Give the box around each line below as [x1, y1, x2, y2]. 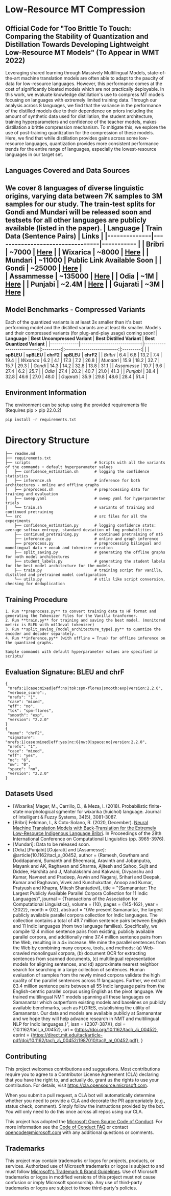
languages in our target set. [5, 151, 63, 157]
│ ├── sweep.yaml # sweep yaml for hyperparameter [5, 496, 166, 501]
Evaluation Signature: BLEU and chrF [5, 668, 125, 676]
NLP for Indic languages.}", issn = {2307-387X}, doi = [12, 1021, 126, 1027]
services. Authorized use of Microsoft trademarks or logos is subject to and [5, 1163, 164, 1169]
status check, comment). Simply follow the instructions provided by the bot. [5, 1103, 165, 1109]
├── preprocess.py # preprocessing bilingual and [14, 541, 161, 546]
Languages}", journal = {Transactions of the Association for [12, 895, 138, 902]
